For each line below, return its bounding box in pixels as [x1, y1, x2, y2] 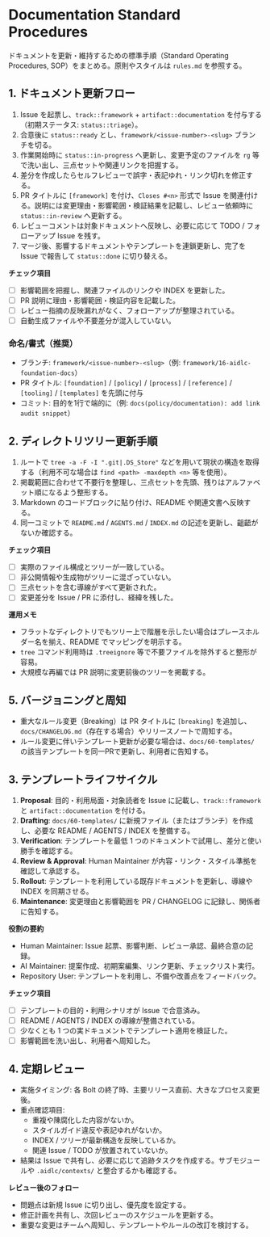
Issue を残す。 [57, 230, 105, 240]
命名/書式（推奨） [8, 338, 78, 349]
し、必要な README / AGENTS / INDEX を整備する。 [19, 826, 195, 835]
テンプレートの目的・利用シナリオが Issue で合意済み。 [19, 1005, 205, 1015]
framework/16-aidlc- [182, 360, 251, 368]
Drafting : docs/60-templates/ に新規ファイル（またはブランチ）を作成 [19, 815, 254, 825]
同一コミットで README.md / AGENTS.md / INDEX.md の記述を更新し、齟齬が [19, 518, 259, 528]
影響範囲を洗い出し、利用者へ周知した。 [19, 1036, 155, 1046]
